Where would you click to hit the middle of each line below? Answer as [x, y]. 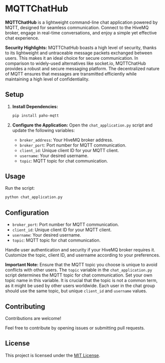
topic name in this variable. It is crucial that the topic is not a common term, [81, 281]
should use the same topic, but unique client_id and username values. [76, 291]
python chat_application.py [34, 197]
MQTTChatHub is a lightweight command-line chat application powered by [82, 22]
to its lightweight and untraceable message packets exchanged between [79, 53]
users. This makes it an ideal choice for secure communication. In [72, 58]
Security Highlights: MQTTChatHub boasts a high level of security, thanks [81, 47]
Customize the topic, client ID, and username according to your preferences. [83, 255]
